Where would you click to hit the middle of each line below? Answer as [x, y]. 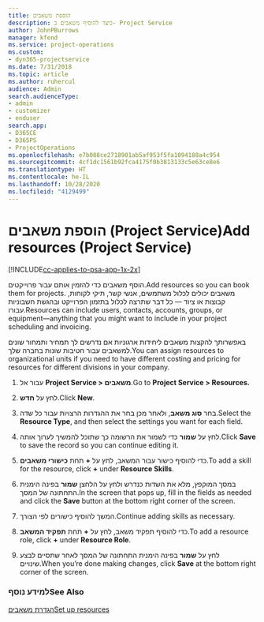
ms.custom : [26, 52]
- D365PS [22, 140]
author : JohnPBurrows [44, 30]
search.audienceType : [44, 96]
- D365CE [22, 133]
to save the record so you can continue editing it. [99, 445]
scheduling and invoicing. [50, 326]
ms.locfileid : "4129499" [49, 191]
